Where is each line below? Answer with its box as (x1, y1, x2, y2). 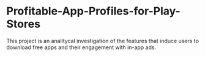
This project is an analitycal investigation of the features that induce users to (6, 37, 199, 44)
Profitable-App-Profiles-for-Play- (6, 4, 181, 18)
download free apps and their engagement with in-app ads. (6, 44, 157, 51)
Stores (6, 17, 41, 31)
